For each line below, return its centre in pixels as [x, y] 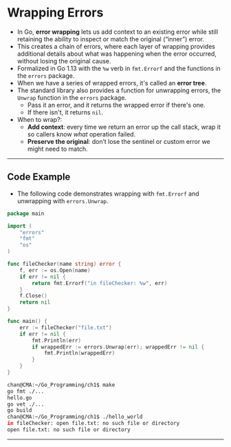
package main [26, 214]
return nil [35, 302]
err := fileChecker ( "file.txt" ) [66, 328]
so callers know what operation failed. [81, 134]
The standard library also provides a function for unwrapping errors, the [119, 90]
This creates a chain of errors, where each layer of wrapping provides [116, 46]
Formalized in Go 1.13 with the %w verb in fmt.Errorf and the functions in [119, 68]
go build [20, 410]
